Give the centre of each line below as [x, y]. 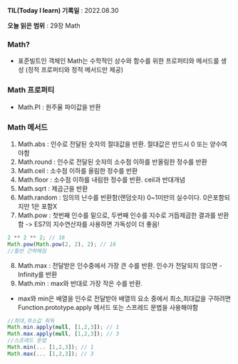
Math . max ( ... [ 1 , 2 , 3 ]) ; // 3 [51, 354]
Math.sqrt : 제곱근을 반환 [53, 188]
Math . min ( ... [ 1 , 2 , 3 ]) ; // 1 [51, 348]
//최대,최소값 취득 [31, 321]
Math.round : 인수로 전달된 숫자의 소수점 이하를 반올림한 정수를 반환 [113, 162]
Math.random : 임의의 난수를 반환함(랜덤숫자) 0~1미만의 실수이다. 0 [112, 197]
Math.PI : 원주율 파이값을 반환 [59, 107]
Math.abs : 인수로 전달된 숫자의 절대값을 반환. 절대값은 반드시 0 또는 [113, 144]
